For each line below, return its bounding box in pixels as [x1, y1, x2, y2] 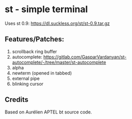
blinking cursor [12, 81, 43, 87]
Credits [5, 95, 29, 104]
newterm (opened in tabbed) [12, 70, 72, 76]
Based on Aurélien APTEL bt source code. [5, 109, 92, 115]
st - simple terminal [5, 4, 88, 15]
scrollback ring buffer [12, 48, 57, 54]
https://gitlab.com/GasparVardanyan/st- [43, 54, 127, 60]
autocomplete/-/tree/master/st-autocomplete [12, 59, 107, 65]
